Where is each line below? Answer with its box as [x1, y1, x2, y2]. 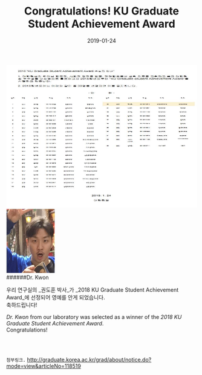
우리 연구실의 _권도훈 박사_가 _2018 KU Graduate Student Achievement [6, 286, 179, 293]
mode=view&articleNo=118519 [6, 362, 82, 370]
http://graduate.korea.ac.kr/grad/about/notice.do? [27, 356, 152, 363]
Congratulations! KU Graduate [24, 4, 180, 18]
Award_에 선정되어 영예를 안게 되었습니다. [6, 293, 106, 301]
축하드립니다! [6, 301, 37, 309]
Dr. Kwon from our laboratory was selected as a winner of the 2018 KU [6, 313, 182, 321]
